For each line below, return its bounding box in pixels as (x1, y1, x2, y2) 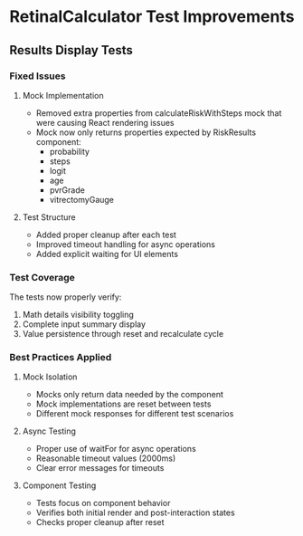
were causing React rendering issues (35, 117, 175, 128)
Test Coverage (9, 271, 75, 283)
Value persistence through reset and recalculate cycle (22, 329, 224, 340)
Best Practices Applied (9, 351, 112, 364)
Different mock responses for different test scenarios (35, 408, 234, 419)
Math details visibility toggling (22, 310, 134, 321)
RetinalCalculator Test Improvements (9, 6, 295, 27)
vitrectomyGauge (49, 194, 115, 205)
